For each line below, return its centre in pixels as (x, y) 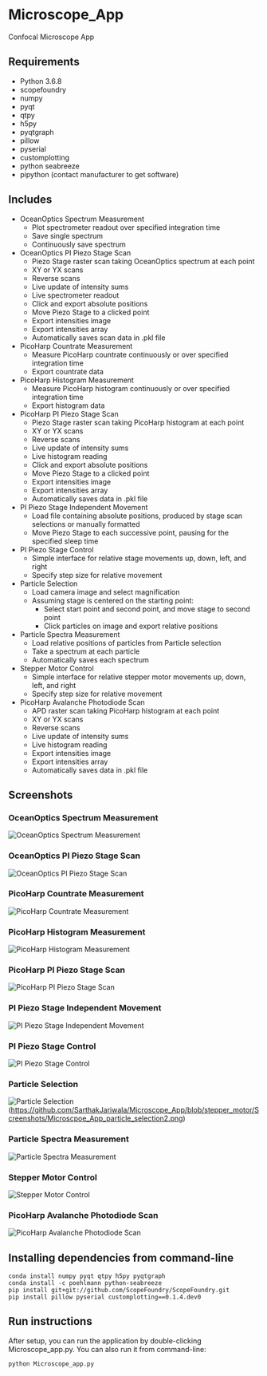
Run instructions (51, 1321)
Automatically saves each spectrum (90, 659)
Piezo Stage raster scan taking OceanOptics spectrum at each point (143, 261)
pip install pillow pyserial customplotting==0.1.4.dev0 (105, 1297)
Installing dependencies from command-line (121, 1257)
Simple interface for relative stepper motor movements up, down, (139, 677)
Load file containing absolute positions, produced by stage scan (137, 516)
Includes (30, 200)
